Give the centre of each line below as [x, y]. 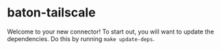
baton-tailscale [51, 13]
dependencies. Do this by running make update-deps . [81, 38]
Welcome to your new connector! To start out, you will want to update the [110, 32]
